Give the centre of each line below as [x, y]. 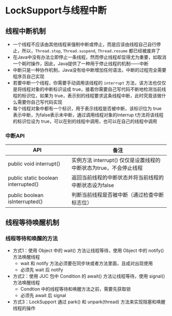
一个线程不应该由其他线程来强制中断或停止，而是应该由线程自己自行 [84, 44]
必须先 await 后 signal [43, 295]
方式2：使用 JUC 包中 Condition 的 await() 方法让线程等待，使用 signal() [89, 276]
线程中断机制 [26, 31]
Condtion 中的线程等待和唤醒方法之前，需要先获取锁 [76, 289]
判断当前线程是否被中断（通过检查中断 [117, 195]
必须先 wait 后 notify [42, 269]
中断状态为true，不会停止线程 [107, 168]
